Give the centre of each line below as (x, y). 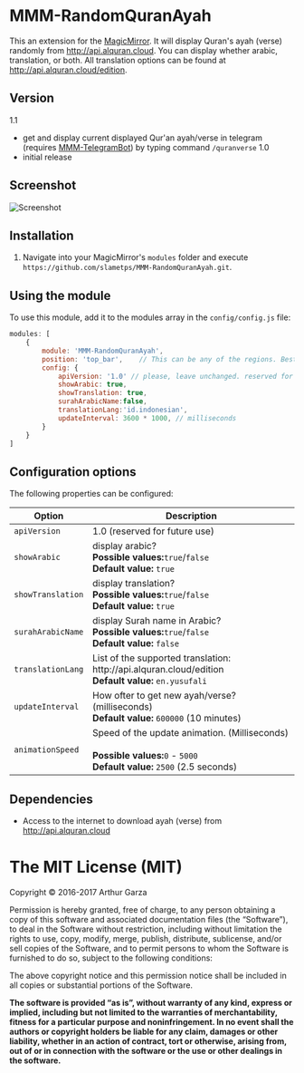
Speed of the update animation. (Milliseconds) (190, 733)
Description (191, 516)
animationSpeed (47, 750)
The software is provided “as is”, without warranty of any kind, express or (151, 1003)
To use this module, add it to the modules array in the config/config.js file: (150, 317)
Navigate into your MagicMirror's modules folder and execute (135, 257)
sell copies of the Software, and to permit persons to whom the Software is (149, 948)
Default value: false (135, 643)
